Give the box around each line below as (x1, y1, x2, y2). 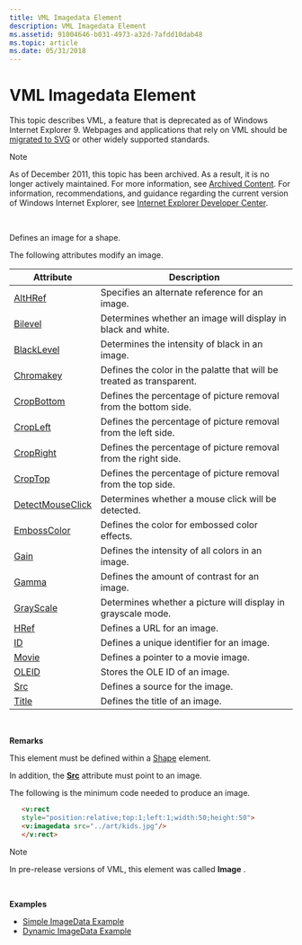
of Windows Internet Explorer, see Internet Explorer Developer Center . (9, 198, 269, 208)
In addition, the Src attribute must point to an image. (9, 770, 202, 782)
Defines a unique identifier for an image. (100, 637, 270, 649)
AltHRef (13, 292, 47, 305)
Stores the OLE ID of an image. (100, 666, 230, 678)
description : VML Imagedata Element (9, 22, 147, 31)
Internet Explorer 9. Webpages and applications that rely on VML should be (9, 125, 288, 136)
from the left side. (100, 427, 175, 439)
